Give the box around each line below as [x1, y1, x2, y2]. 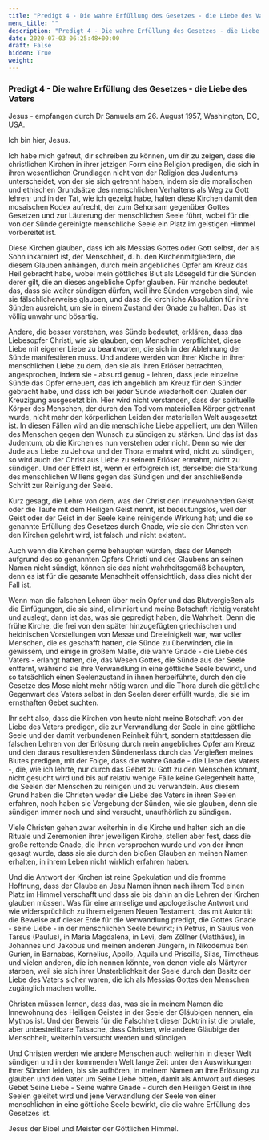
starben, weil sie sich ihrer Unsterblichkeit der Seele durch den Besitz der [8, 967, 251, 976]
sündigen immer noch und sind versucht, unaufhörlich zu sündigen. [8, 808, 232, 817]
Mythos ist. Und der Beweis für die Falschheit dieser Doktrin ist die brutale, [8, 1016, 256, 1026]
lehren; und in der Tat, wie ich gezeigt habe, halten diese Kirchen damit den [8, 193, 258, 203]
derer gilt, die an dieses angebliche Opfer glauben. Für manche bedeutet [8, 278, 248, 287]
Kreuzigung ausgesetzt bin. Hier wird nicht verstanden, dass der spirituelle [8, 395, 255, 405]
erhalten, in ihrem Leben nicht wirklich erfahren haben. [8, 857, 190, 867]
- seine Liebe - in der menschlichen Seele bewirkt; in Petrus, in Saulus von [8, 924, 254, 934]
